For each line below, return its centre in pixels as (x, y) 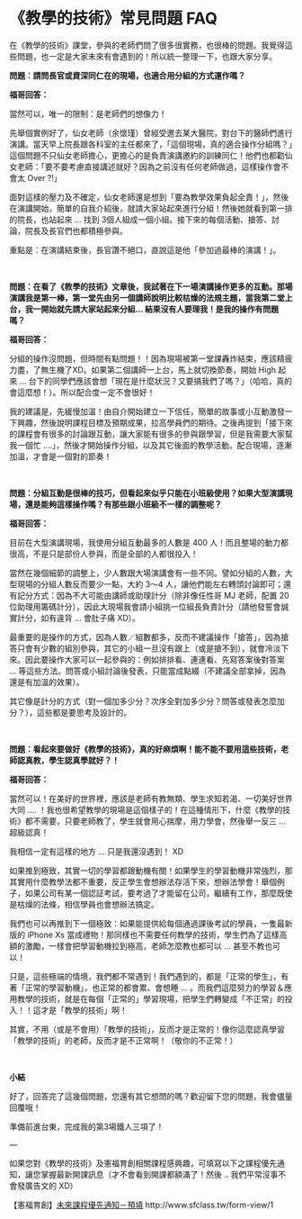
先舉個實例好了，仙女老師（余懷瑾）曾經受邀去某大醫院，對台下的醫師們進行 (151, 132)
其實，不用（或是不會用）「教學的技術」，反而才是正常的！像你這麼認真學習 (147, 1029)
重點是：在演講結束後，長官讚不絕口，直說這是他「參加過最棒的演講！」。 (145, 249)
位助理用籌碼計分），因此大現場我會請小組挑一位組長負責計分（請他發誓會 (145, 606)
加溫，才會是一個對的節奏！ (61, 456)
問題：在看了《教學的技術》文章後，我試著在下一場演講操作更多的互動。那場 (151, 286)
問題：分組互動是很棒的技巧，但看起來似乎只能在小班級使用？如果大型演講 (147, 492)
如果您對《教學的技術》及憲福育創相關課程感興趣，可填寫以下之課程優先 (143, 1163)
